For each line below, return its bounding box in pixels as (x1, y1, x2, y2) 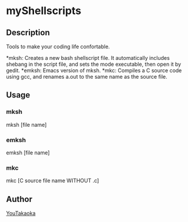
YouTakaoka (6, 210, 36, 217)
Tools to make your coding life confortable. (6, 43, 110, 50)
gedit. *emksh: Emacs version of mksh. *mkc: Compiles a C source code (6, 67, 182, 74)
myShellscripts (6, 4, 82, 18)
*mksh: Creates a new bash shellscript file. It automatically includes (6, 55, 170, 61)
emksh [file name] (6, 149, 50, 156)
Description (6, 28, 50, 38)
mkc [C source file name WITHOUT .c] (6, 177, 99, 184)
